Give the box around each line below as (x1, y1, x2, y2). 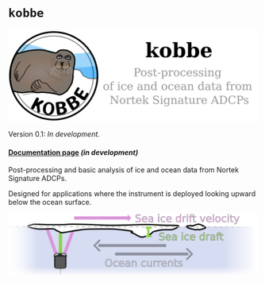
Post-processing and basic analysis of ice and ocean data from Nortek (8, 165, 240, 175)
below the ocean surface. (8, 198, 92, 207)
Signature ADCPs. (8, 174, 67, 183)
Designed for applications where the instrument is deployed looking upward (8, 189, 256, 199)
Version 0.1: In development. (8, 129, 101, 139)
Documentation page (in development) (8, 147, 139, 157)
